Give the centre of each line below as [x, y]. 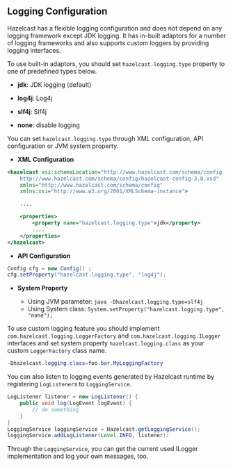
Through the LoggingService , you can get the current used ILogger [103, 449]
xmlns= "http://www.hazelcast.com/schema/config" [91, 185]
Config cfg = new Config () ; [49, 268]
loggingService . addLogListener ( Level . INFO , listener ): [88, 436]
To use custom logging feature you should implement [83, 329]
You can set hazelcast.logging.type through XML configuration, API [105, 138]
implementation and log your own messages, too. [78, 456]
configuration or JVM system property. [63, 146]
